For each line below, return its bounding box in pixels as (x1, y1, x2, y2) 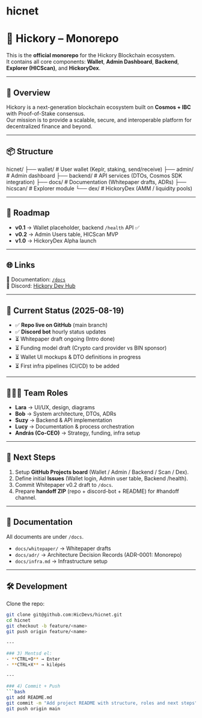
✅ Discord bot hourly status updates (14, 328, 106, 335)
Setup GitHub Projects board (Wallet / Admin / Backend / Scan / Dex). (14, 468, 189, 475)
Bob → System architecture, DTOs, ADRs (14, 410, 117, 417)
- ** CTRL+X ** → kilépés (6, 661, 66, 667)
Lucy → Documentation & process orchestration (14, 423, 135, 430)
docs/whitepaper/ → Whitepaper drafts (14, 545, 111, 552)
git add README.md (6, 695, 52, 701)
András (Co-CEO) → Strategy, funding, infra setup (14, 429, 141, 436)
